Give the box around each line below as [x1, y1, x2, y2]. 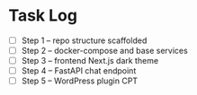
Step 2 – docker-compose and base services [21, 46, 188, 56]
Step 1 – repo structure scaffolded [21, 35, 148, 46]
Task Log [8, 5, 78, 26]
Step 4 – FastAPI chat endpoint [21, 65, 137, 76]
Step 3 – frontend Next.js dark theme [21, 56, 159, 66]
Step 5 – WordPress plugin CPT [21, 75, 139, 86]
